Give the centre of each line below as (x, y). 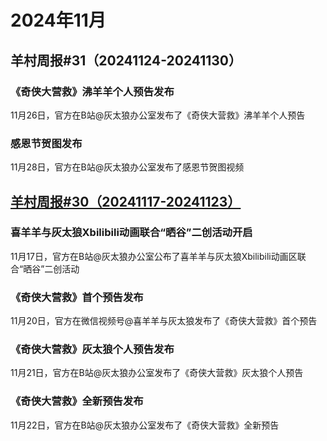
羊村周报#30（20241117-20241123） (126, 201)
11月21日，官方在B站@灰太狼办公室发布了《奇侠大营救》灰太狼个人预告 (157, 373)
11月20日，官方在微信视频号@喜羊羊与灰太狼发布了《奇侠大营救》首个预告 (164, 321)
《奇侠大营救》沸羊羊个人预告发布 (92, 91)
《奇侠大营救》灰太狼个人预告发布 (92, 349)
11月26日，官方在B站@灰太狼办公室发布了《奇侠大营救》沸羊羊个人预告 (158, 115)
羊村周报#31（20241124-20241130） (126, 60)
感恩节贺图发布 (46, 143)
